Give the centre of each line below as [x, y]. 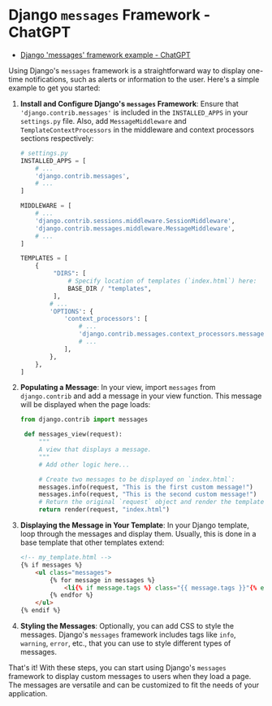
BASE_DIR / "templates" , [110, 288]
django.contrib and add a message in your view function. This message [141, 396]
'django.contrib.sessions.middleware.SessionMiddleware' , [135, 221]
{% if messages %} [51, 565]
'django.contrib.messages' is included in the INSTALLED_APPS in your [134, 112]
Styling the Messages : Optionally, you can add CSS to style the [127, 626]
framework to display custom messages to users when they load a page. [130, 677]
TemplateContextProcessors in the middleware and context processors [137, 129]
